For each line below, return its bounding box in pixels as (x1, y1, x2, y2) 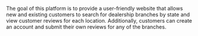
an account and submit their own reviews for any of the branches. (6, 23, 167, 30)
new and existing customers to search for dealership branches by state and (6, 11, 190, 18)
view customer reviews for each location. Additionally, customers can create (6, 17, 193, 24)
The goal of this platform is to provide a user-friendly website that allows (6, 5, 183, 12)
